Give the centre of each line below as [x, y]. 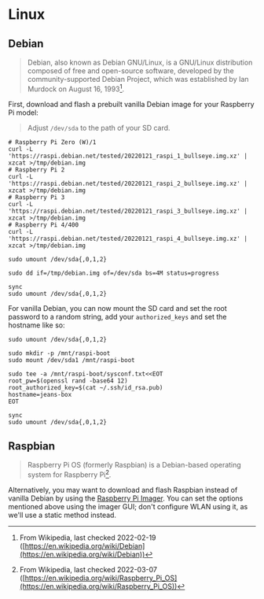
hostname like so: [37, 325]
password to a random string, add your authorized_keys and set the [117, 316]
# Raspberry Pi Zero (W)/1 [52, 142]
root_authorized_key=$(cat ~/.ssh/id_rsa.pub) [86, 387]
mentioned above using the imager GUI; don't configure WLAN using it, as [128, 507]
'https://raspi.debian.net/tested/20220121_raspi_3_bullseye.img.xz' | [128, 211]
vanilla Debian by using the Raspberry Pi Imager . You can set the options [126, 498]
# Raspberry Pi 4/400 [44, 225]
